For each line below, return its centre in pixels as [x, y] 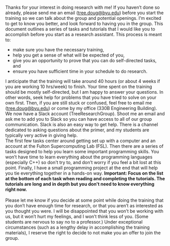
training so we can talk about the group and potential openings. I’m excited [83, 18]
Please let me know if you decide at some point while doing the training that [84, 200]
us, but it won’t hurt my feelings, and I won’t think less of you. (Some [77, 216]
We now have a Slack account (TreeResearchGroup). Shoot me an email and [85, 114]
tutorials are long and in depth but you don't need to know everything [80, 184]
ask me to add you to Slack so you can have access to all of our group [79, 119]
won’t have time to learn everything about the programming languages [79, 157]
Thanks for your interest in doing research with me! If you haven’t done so [82, 7]
